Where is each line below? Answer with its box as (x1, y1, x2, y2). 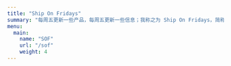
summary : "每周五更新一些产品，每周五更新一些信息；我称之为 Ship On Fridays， (7, 16, 215, 23)
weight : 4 (19, 49, 48, 56)
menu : (7, 23, 23, 30)
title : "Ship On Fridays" (7, 10, 81, 17)
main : (13, 29, 30, 36)
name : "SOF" (19, 36, 54, 43)
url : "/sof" (19, 42, 54, 49)
